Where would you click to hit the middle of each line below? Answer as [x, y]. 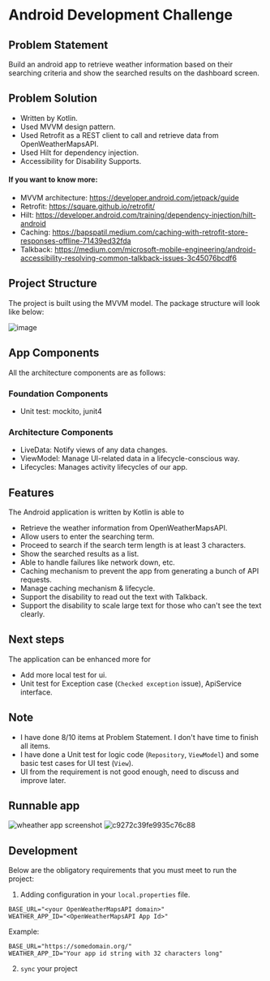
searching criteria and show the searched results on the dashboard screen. [134, 73]
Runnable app [44, 806]
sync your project [49, 969]
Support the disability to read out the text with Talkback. [114, 597]
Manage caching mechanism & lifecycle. [88, 588]
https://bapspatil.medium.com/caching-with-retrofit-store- [150, 232]
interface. [36, 692]
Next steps [36, 640]
